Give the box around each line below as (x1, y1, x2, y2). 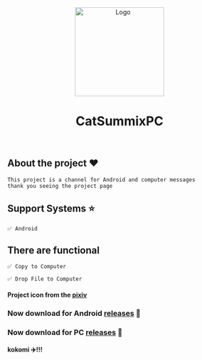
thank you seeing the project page (7, 182, 113, 189)
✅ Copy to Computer (7, 263, 66, 270)
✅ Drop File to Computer (7, 275, 83, 283)
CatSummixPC (75, 113, 164, 129)
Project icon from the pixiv (7, 290, 87, 299)
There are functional (7, 244, 100, 256)
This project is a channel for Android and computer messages (7, 176, 196, 184)
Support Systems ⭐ (7, 203, 95, 215)
